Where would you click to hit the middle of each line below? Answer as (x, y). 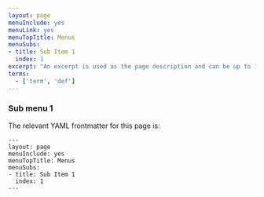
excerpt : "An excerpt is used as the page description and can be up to (130, 67)
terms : (19, 74)
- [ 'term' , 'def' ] (46, 81)
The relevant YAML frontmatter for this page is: (84, 126)
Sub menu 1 (31, 108)
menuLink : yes (31, 30)
